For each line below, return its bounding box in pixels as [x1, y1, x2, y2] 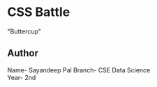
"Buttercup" [7, 27, 42, 35]
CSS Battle [7, 4, 70, 20]
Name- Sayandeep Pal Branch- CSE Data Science [7, 65, 151, 74]
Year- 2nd [7, 73, 36, 81]
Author [7, 47, 38, 59]
